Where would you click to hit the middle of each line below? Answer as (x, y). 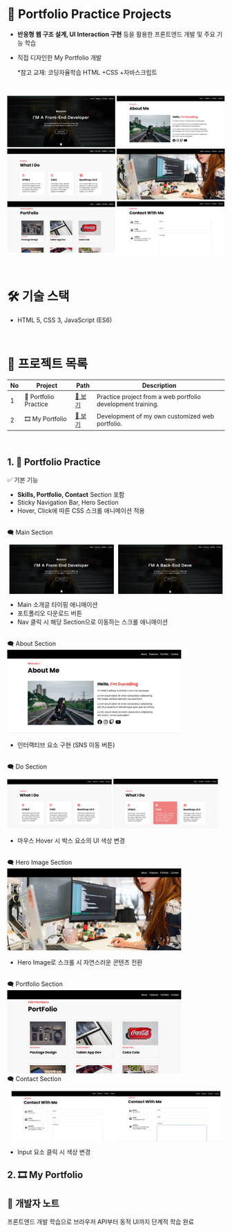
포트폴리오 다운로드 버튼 (50, 613)
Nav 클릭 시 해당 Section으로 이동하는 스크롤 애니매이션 (92, 622)
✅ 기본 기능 (23, 479)
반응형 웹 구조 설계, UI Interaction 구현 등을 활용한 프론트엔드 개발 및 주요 (116, 34)
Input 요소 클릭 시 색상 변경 (54, 1152)
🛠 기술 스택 (38, 296)
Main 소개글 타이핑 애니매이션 (57, 605)
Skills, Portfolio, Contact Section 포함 (71, 494)
